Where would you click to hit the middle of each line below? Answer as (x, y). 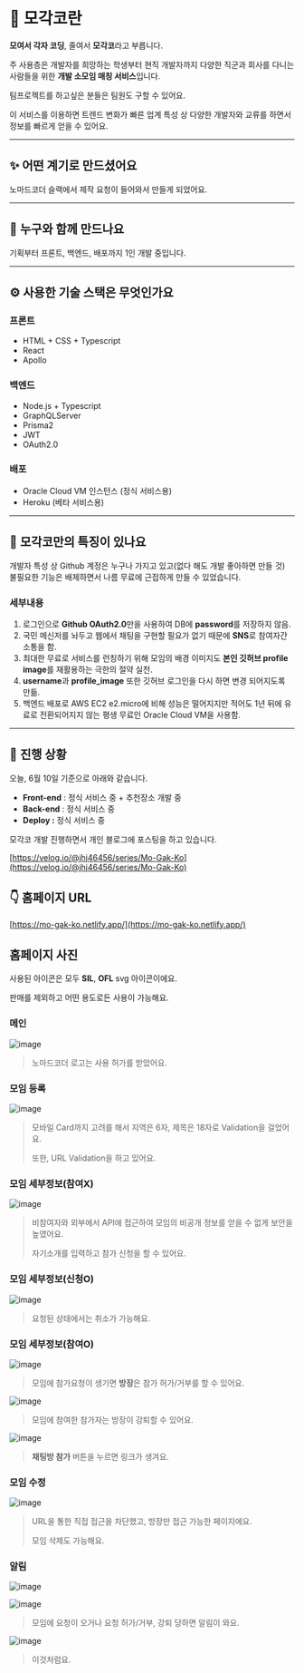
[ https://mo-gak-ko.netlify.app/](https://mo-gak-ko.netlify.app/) (128, 924)
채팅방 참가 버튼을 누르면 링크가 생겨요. (100, 1456)
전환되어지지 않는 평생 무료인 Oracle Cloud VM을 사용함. (140, 715)
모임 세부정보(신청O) (52, 1279)
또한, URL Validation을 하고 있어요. (94, 1158)
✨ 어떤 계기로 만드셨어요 (73, 165)
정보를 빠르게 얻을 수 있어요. (59, 126)
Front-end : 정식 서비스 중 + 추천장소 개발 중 (102, 797)
